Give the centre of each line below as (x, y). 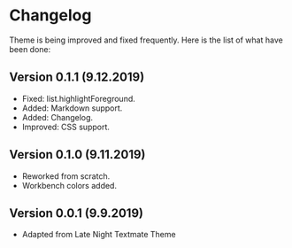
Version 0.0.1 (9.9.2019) (77, 213)
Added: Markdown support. (72, 108)
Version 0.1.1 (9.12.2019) (77, 77)
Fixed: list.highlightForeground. (78, 98)
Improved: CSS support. (66, 127)
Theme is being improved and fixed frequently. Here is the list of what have (146, 40)
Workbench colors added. (69, 185)
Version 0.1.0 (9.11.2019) (77, 155)
